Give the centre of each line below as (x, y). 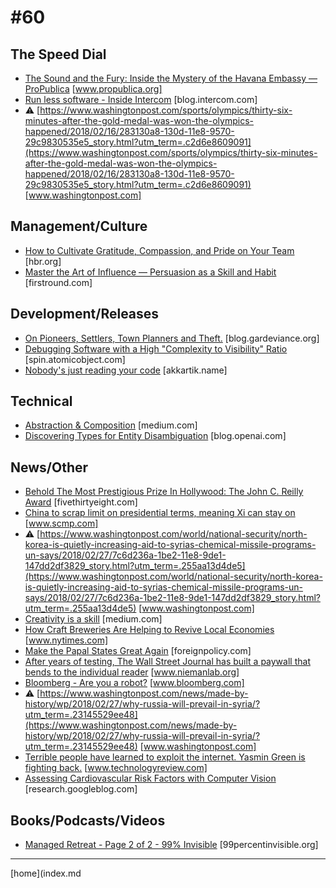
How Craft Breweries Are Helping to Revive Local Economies (149, 630)
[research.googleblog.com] (81, 789)
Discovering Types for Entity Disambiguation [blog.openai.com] (155, 436)
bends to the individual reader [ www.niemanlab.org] (132, 672)
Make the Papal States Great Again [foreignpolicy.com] (138, 651)
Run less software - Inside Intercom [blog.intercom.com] (141, 99)
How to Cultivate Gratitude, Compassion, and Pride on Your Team (159, 250)
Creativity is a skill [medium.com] (93, 619)
